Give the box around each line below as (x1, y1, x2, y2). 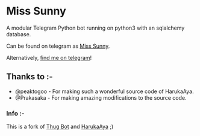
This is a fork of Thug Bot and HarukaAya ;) (6, 123, 114, 131)
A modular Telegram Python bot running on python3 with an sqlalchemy (6, 24, 185, 31)
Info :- (6, 109, 25, 117)
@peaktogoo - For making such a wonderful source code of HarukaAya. (14, 88, 194, 95)
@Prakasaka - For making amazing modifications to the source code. (14, 94, 187, 101)
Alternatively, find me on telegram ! (6, 54, 92, 61)
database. (6, 30, 31, 37)
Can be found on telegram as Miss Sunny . (6, 42, 110, 50)
